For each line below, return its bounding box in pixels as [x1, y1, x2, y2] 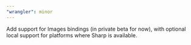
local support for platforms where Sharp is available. [6, 31, 137, 39]
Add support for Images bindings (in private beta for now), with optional [6, 25, 186, 32]
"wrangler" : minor [6, 8, 53, 15]
